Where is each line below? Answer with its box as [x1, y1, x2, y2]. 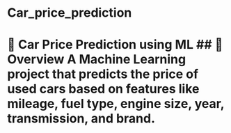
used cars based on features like [7, 81, 200, 97]
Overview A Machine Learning [7, 52, 186, 68]
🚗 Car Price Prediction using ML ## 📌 [7, 37, 223, 53]
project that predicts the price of [7, 66, 199, 82]
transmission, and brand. [7, 111, 155, 127]
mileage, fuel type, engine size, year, [7, 96, 225, 112]
